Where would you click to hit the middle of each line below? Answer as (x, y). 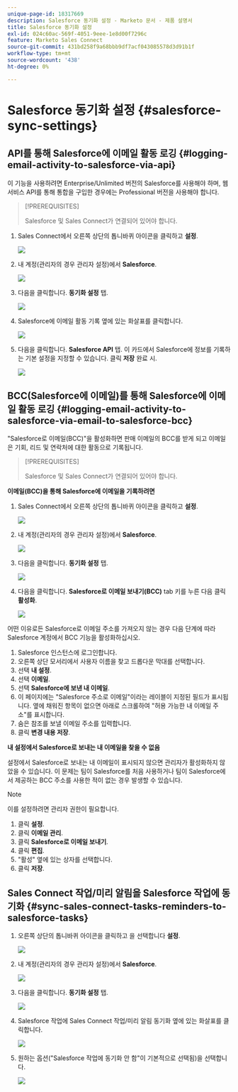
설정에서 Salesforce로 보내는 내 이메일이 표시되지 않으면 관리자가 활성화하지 (113, 762)
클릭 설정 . (31, 824)
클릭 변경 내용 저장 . (44, 732)
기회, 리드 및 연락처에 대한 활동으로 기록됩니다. (79, 447)
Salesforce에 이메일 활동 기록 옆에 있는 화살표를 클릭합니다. (100, 321)
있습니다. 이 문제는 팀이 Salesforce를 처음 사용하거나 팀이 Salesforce (124, 771)
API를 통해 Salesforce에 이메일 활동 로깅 (92, 154)
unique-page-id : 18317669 (45, 14)
